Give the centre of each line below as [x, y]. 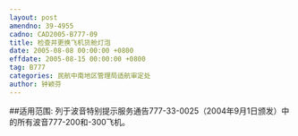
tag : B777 [28, 68]
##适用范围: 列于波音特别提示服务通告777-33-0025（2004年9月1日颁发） [145, 110]
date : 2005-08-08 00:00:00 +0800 [72, 51]
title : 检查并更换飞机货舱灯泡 [60, 42]
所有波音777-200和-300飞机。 [73, 122]
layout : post [34, 17]
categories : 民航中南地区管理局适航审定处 [80, 76]
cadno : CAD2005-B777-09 [54, 34]
